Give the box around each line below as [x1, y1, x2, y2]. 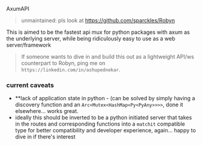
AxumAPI [6, 5, 30, 12]
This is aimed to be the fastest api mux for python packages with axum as [6, 28, 191, 36]
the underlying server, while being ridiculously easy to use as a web [6, 35, 175, 42]
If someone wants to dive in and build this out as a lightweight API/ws [21, 53, 195, 60]
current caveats [6, 81, 54, 89]
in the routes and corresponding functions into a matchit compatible [15, 120, 186, 127]
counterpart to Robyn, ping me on [21, 60, 106, 66]
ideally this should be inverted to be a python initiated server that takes [15, 114, 192, 121]
